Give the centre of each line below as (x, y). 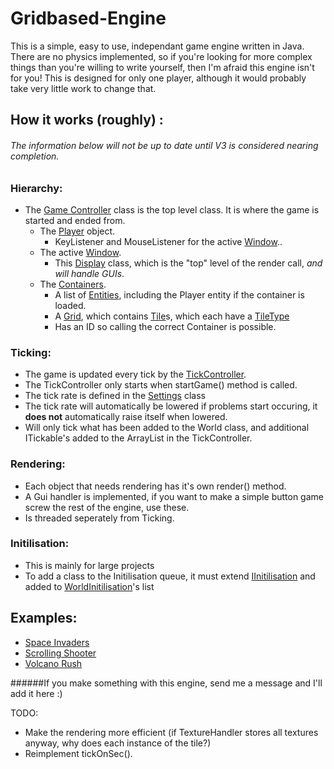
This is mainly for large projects (89, 565)
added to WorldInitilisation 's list (89, 586)
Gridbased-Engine (88, 18)
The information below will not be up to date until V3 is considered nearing (164, 145)
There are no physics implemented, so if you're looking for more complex (161, 56)
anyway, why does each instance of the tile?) (118, 743)
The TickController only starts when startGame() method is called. (161, 385)
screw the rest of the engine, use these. (107, 507)
